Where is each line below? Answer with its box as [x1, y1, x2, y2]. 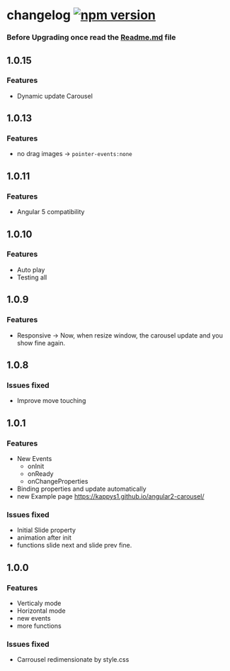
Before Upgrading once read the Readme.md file [6, 33, 176, 43]
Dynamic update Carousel [16, 91, 93, 100]
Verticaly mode [16, 599, 62, 607]
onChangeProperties [27, 477, 88, 485]
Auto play [16, 265, 45, 274]
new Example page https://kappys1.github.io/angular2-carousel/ [16, 492, 205, 500]
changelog [6, 7, 71, 23]
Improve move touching [16, 396, 86, 405]
